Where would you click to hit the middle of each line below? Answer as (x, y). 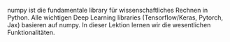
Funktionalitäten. (31, 32)
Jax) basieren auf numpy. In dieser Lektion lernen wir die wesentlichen (109, 25)
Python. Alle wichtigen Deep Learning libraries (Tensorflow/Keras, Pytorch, (115, 17)
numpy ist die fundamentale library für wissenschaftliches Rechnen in (108, 10)
